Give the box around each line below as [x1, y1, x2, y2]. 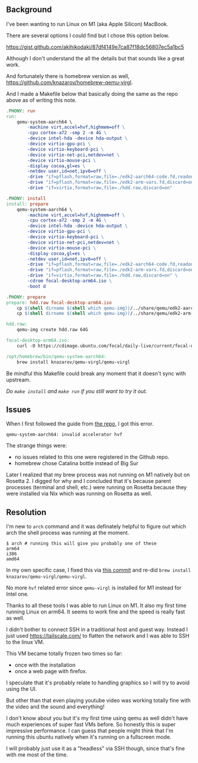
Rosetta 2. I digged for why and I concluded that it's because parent [6, 478, 171, 485]
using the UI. [6, 686, 37, 693]
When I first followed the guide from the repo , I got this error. [6, 420, 154, 427]
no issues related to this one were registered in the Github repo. [14, 453, 170, 460]
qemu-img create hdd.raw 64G [16, 327, 88, 333]
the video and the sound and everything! [6, 703, 105, 710]
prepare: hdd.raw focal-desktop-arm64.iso [6, 300, 112, 306]
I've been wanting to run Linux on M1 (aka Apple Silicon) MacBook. [6, 20, 169, 27]
